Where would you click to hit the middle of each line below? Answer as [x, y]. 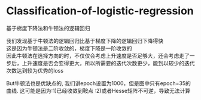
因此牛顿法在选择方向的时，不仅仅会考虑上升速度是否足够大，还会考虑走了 [98, 55]
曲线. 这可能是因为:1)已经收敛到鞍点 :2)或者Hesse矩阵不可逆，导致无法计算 [98, 90]
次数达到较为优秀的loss [35, 70]
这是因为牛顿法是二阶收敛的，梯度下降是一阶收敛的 [69, 48]
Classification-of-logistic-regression [100, 11]
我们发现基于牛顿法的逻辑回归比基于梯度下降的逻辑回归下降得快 [85, 40]
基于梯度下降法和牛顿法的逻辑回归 [48, 28]
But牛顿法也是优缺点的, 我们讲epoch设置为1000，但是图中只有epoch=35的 [99, 83]
